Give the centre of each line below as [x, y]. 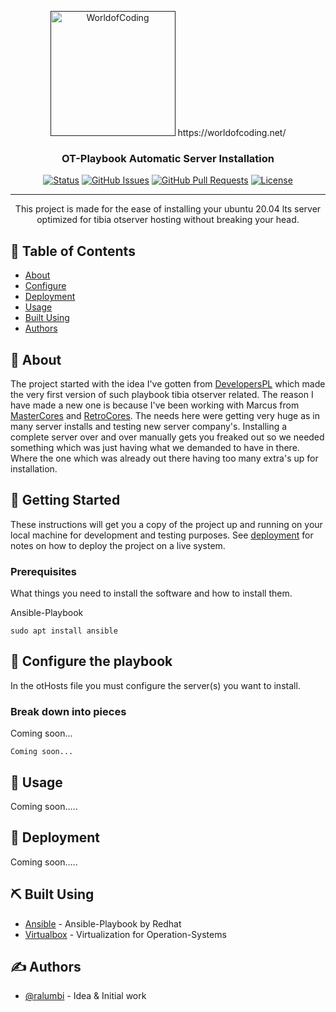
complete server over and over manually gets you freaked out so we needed [167, 437]
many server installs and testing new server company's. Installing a [149, 426]
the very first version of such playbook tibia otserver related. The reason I [162, 394]
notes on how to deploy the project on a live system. [118, 545]
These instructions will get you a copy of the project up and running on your [166, 524]
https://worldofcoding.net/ [232, 132]
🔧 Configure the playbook [91, 661]
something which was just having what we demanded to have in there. [155, 447]
